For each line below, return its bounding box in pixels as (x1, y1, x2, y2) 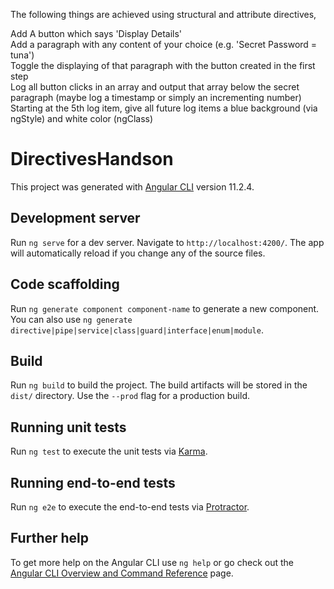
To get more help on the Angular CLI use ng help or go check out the (10, 556, 294, 568)
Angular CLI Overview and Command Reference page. (10, 567, 234, 579)
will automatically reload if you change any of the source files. (10, 247, 266, 259)
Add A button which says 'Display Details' (10, 28, 183, 39)
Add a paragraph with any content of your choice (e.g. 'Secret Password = (10, 39, 318, 50)
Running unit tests (10, 419, 127, 436)
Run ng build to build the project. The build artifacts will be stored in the (10, 379, 308, 391)
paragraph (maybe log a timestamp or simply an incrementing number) (10, 92, 302, 103)
